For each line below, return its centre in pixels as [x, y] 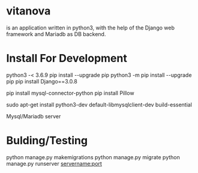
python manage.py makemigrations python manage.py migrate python [93, 157]
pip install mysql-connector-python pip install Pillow [70, 93]
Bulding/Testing [47, 141]
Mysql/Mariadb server [34, 116]
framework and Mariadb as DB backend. [56, 34]
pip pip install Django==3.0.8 [42, 81]
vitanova [28, 11]
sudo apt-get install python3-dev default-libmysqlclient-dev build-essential [99, 105]
